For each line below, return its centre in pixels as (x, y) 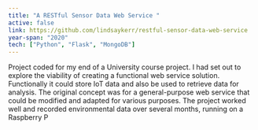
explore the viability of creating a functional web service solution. (114, 76)
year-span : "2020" (38, 37)
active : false (31, 23)
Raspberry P (28, 117)
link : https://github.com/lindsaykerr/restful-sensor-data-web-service (128, 30)
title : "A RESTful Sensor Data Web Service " (84, 15)
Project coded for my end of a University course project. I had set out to (125, 67)
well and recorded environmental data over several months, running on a (126, 109)
